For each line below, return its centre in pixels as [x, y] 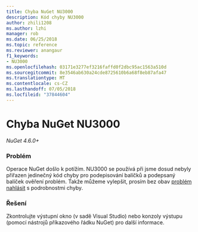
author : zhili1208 [29, 23]
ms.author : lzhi [26, 28]
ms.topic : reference [32, 45]
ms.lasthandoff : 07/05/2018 [41, 89]
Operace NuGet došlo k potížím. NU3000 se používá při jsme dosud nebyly [99, 169]
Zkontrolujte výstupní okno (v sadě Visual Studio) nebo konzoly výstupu [95, 216]
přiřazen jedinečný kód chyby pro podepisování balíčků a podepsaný [91, 175]
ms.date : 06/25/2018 [32, 39]
